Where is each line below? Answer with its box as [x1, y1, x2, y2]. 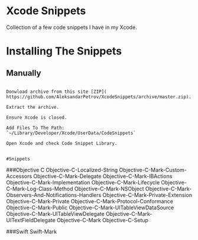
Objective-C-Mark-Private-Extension [102, 191, 193, 199]
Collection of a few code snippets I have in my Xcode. [6, 24, 137, 31]
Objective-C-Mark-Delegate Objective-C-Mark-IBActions [33, 173, 173, 180]
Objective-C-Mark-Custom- [119, 166, 187, 173]
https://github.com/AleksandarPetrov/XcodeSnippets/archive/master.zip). [6, 93, 192, 100]
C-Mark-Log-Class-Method [6, 185, 73, 192]
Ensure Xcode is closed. [6, 114, 67, 121]
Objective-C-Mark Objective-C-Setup [57, 216, 149, 223]
